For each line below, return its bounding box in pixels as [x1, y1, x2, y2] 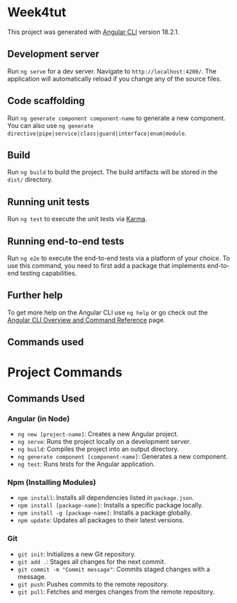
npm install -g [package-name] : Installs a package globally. [17, 508, 192, 517]
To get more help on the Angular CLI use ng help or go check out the [7, 308, 208, 317]
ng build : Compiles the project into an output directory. [17, 445, 179, 453]
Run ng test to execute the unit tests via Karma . [7, 215, 147, 223]
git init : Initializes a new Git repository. [17, 549, 137, 558]
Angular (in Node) [7, 414, 70, 423]
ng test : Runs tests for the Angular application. [17, 460, 156, 469]
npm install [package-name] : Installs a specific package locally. [17, 501, 204, 510]
